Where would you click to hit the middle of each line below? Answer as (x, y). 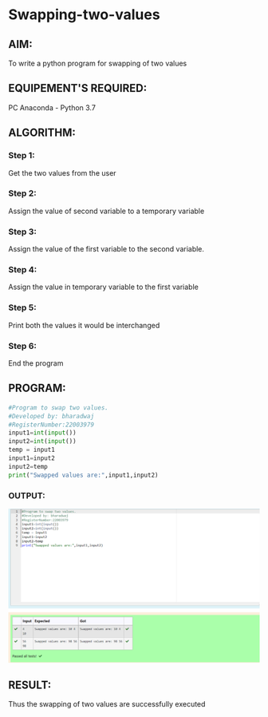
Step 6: (23, 346)
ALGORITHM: (42, 133)
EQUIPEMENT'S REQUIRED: (78, 88)
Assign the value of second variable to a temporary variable (106, 211)
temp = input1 (32, 450)
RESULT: (30, 685)
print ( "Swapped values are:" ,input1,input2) (83, 475)
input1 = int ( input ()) (43, 433)
